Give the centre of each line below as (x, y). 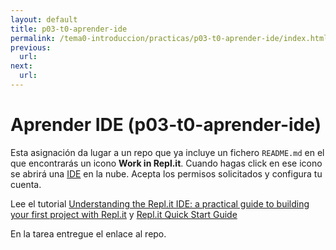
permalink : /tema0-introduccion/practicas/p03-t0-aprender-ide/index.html (169, 38)
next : (21, 66)
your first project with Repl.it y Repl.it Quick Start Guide (124, 214)
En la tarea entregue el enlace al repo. (88, 233)
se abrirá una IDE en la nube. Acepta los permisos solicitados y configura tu (166, 173)
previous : (31, 47)
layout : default (44, 19)
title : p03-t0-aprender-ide (69, 29)
